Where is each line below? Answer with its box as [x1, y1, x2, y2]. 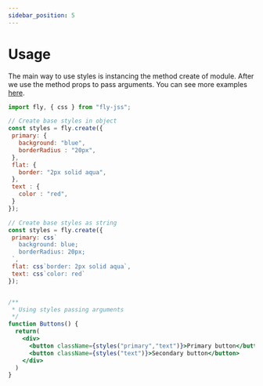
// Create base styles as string [8, 219, 117, 227]
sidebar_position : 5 [8, 11, 76, 20]
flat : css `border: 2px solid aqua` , [11, 263, 131, 271]
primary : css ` [11, 233, 58, 242]
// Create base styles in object [8, 117, 117, 126]
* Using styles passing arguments [11, 305, 124, 314]
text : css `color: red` [11, 270, 86, 278]
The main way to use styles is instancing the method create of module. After [8, 71, 254, 81]
